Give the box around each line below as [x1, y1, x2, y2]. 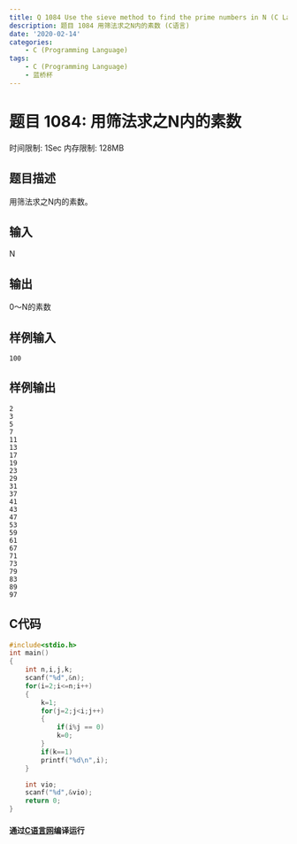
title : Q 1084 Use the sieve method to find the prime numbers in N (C [9, 12, 278, 22]
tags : [9, 54, 29, 63]
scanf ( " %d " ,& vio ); [25, 788, 93, 797]
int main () [9, 648, 49, 658]
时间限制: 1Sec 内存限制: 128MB [9, 143, 125, 153]
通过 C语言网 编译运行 [9, 825, 86, 835]
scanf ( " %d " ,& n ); [25, 674, 86, 683]
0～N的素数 [9, 302, 51, 313]
